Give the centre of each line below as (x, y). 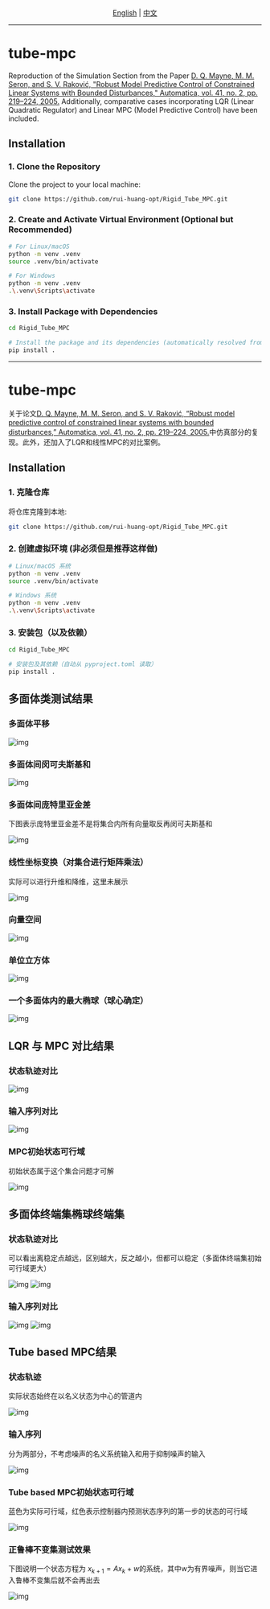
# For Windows (32, 276)
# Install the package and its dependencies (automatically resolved (127, 343)
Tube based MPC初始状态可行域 (71, 1492)
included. (24, 118)
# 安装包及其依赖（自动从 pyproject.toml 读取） (83, 664)
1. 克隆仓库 (29, 492)
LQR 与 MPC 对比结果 (61, 1046)
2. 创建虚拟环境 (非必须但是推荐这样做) (83, 548)
